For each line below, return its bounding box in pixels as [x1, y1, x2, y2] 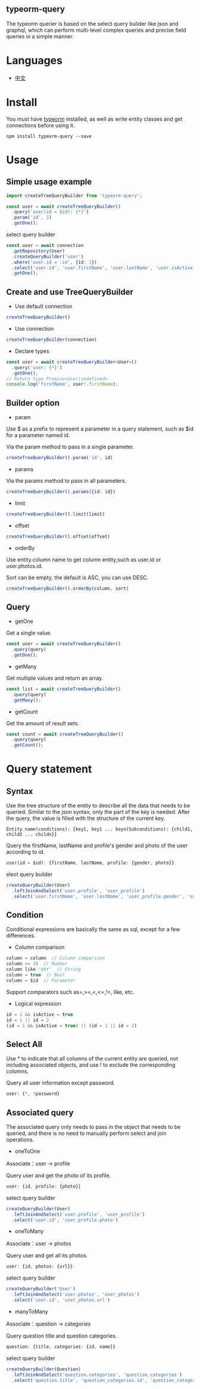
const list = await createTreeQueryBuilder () [6, 686, 121, 692]
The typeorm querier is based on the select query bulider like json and [6, 20, 179, 27]
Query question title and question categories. [6, 1332, 117, 1339]
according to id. [6, 848, 45, 856]
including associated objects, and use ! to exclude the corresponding [6, 1061, 176, 1069]
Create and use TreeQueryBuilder [6, 286, 134, 297]
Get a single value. [6, 630, 52, 637]
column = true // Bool [6, 972, 65, 978]
